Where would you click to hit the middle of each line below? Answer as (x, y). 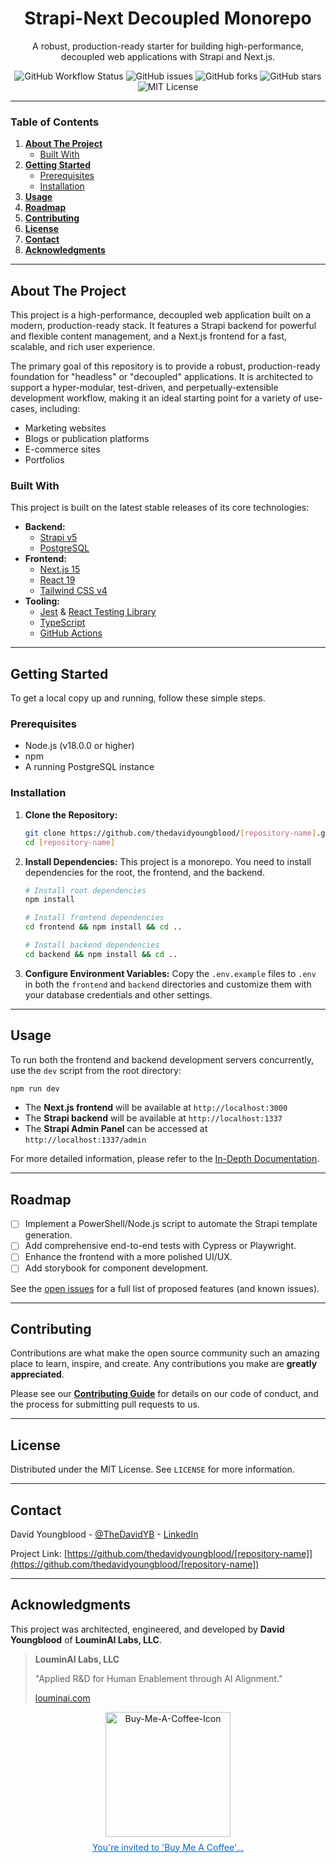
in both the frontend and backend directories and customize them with (168, 984)
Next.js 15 (60, 569)
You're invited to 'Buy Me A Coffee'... (168, 1847)
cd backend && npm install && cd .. (101, 954)
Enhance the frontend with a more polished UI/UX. (128, 1257)
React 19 (57, 580)
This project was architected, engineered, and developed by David (147, 1629)
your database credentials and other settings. (118, 994)
